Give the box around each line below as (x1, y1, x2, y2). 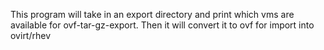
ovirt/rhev (10, 30, 52, 41)
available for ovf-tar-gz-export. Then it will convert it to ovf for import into (10, 19, 315, 31)
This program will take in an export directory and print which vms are (10, 9, 295, 20)
